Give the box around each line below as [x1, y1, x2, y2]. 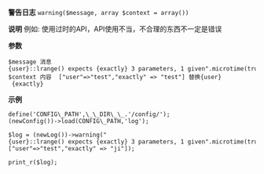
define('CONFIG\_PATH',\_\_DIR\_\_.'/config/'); [8, 111, 170, 118]
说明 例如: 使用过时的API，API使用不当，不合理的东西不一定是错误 [8, 24, 222, 34]
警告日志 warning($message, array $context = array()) [8, 8, 189, 16]
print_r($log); [8, 158, 58, 166]
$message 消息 [8, 58, 53, 66]
